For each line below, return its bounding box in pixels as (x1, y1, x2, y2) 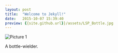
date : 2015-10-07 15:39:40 (5, 16, 64, 21)
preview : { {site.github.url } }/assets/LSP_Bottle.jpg (5, 20, 114, 26)
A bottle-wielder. (5, 43, 39, 49)
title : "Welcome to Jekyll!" (5, 12, 66, 17)
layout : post (5, 7, 31, 12)
